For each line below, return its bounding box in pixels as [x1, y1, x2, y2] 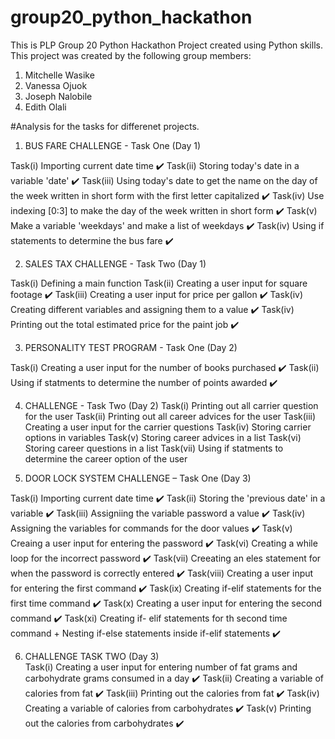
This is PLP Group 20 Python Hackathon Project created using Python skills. [10, 39, 323, 51]
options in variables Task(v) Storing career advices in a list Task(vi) [24, 431, 302, 443]
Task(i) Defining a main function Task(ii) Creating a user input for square [10, 277, 308, 289]
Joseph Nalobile [24, 90, 93, 102]
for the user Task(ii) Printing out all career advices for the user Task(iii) [24, 410, 317, 422]
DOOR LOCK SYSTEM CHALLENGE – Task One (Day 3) [24, 472, 252, 484]
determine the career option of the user [24, 452, 188, 465]
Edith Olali [24, 101, 67, 113]
